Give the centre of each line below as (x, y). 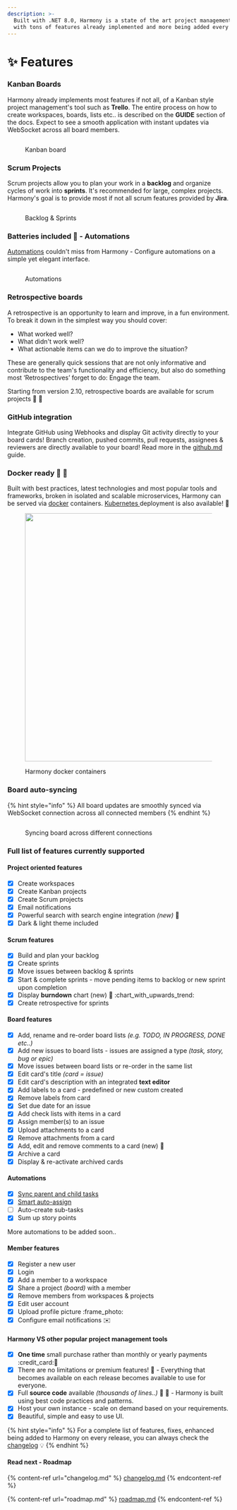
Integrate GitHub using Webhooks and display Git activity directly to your (113, 433)
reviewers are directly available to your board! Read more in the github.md (115, 447)
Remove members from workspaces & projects (86, 1295)
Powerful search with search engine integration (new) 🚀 (98, 915)
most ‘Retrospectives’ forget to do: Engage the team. (84, 377)
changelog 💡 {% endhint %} (48, 1445)
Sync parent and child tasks (58, 1194)
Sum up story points (47, 1218)
